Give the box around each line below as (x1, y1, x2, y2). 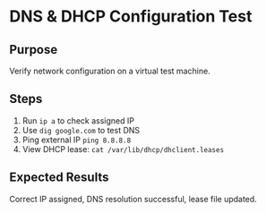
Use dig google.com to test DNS (21, 124, 141, 135)
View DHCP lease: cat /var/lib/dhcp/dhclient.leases (21, 143, 225, 154)
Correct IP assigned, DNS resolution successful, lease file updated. (9, 193, 257, 204)
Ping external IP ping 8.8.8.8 (21, 134, 132, 145)
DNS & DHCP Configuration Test (9, 6, 253, 27)
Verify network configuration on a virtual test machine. (9, 65, 210, 76)
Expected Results (9, 170, 109, 185)
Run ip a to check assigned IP (21, 115, 134, 126)
